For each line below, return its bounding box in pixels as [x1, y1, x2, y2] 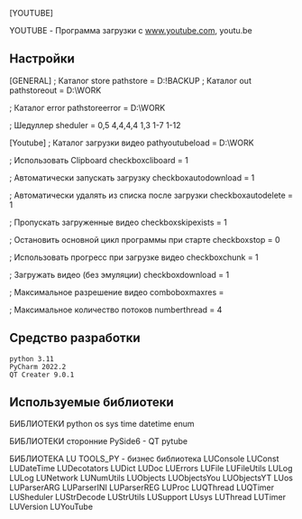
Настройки [9, 51, 75, 67]
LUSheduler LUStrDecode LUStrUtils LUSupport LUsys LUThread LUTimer [9, 492, 287, 503]
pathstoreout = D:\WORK [9, 85, 102, 96]
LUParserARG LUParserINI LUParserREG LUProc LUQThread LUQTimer [9, 482, 275, 493]
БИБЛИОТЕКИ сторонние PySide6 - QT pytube [9, 436, 188, 447]
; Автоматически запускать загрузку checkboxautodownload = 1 [9, 171, 255, 183]
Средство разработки [9, 330, 141, 346]
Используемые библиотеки [9, 394, 174, 410]
